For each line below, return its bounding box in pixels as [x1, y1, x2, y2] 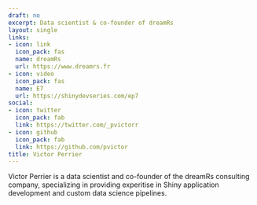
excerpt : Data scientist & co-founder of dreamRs [8, 19, 174, 27]
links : [8, 33, 30, 42]
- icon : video [8, 70, 55, 78]
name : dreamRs [15, 56, 61, 64]
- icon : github [8, 128, 58, 136]
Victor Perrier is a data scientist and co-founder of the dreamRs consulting [8, 172, 250, 181]
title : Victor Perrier [8, 150, 83, 158]
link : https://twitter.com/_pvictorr [15, 121, 139, 129]
